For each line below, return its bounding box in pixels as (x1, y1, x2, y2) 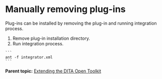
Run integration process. (12, 40, 64, 46)
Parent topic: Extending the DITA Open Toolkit (5, 68, 102, 74)
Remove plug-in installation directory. (12, 35, 91, 41)
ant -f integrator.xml (5, 54, 53, 60)
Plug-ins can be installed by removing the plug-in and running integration (5, 20, 157, 26)
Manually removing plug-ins (5, 4, 126, 15)
